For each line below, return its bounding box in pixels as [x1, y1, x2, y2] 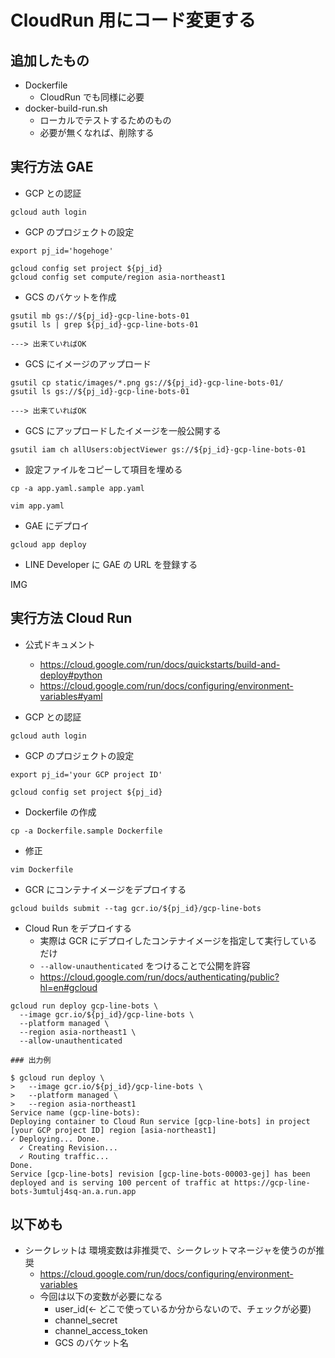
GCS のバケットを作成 [24, 291, 117, 303]
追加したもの [10, 52, 90, 69]
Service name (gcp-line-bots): [10, 1107, 141, 1118]
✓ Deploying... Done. [10, 1134, 101, 1144]
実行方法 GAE [10, 159, 94, 176]
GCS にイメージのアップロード [24, 357, 152, 370]
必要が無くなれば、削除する [39, 127, 155, 138]
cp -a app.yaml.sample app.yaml [10, 483, 145, 493]
